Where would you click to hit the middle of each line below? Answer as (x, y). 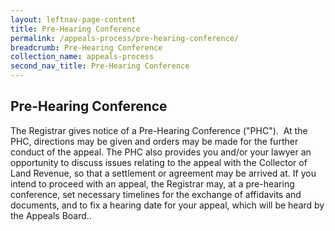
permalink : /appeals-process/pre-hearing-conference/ (125, 38)
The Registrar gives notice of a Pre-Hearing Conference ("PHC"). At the (159, 130)
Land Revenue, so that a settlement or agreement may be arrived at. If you (163, 173)
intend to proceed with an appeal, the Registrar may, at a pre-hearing (152, 183)
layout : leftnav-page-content (73, 19)
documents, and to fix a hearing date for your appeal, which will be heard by (167, 205)
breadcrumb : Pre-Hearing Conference (86, 47)
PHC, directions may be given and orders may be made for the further (154, 141)
